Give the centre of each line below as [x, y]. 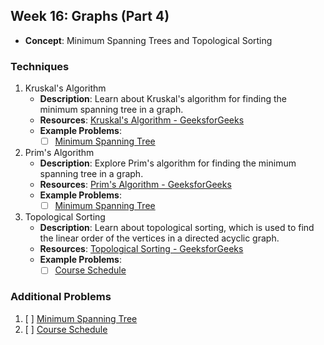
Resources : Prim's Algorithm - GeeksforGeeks [135, 185]
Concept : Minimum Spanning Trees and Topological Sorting [148, 40]
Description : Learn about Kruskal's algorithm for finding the [163, 99]
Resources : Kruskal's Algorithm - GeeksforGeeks [142, 120]
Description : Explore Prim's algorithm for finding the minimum [168, 163]
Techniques [40, 66]
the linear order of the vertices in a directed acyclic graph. [159, 238]
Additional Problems [61, 297]
